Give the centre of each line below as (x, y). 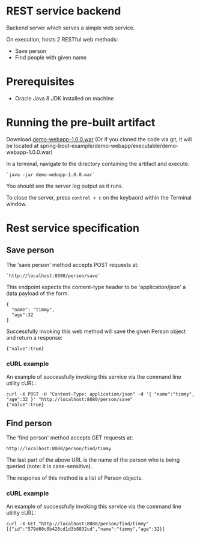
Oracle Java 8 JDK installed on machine (64, 98)
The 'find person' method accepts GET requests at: (70, 438)
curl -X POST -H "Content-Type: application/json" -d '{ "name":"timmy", (101, 394)
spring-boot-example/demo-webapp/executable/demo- (109, 145)
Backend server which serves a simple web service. (71, 28)
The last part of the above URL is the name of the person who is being (93, 460)
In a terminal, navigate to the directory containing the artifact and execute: (98, 164)
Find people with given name (51, 57)
